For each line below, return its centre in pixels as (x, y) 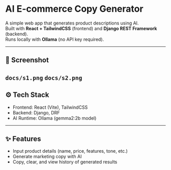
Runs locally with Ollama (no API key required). (55, 39)
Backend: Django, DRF (36, 112)
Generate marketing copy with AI (47, 157)
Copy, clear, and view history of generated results (65, 162)
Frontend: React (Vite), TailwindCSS (50, 107)
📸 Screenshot (27, 60)
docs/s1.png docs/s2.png (44, 78)
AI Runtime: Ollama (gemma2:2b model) (54, 118)
